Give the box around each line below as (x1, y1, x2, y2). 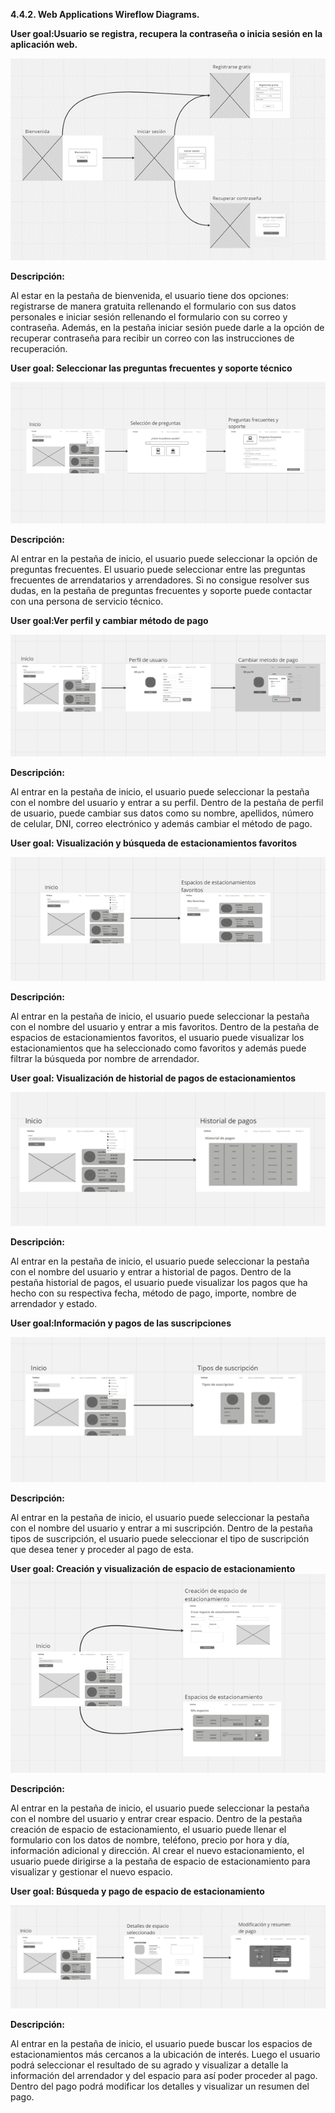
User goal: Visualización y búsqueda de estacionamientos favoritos (10, 837, 298, 849)
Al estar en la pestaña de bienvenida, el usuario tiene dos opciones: (10, 289, 290, 301)
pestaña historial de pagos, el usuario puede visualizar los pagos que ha (10, 1277, 308, 1289)
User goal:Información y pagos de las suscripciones (10, 1317, 232, 1329)
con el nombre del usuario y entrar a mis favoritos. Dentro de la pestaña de (10, 1021, 320, 1033)
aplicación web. (10, 39, 78, 50)
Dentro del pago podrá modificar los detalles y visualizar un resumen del (10, 2080, 310, 2093)
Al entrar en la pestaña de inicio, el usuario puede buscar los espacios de (10, 2038, 313, 2050)
